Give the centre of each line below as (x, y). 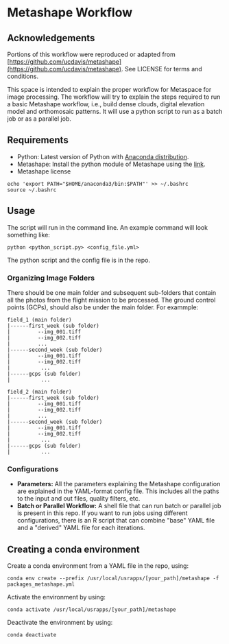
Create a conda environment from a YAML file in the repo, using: (98, 566)
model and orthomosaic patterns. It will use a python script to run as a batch (115, 111)
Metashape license (44, 171)
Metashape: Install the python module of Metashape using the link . (111, 164)
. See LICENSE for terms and (161, 69)
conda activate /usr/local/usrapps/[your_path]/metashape (92, 610)
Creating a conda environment (73, 549)
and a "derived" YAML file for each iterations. (81, 528)
